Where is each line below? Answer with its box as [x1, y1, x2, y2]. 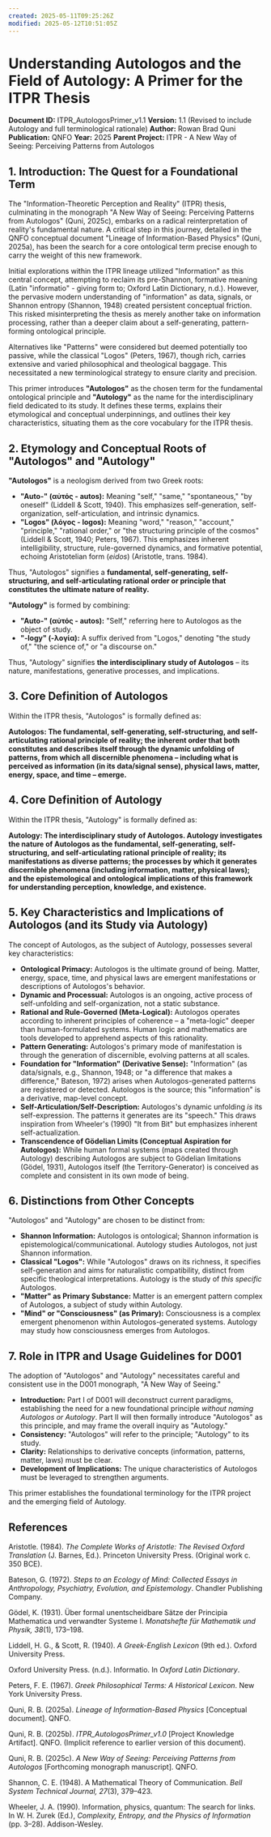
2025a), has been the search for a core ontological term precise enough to [8, 242, 257, 252]
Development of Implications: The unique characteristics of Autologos [19, 1464, 257, 1474]
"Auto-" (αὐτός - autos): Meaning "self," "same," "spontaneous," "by [19, 492, 252, 501]
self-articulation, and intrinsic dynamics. [66, 509, 200, 518]
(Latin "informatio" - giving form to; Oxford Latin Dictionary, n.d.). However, [8, 283, 259, 293]
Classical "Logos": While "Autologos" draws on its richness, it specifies [19, 1257, 261, 1267]
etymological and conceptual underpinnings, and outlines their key [8, 410, 231, 420]
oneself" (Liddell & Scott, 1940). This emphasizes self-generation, [19, 500, 240, 510]
